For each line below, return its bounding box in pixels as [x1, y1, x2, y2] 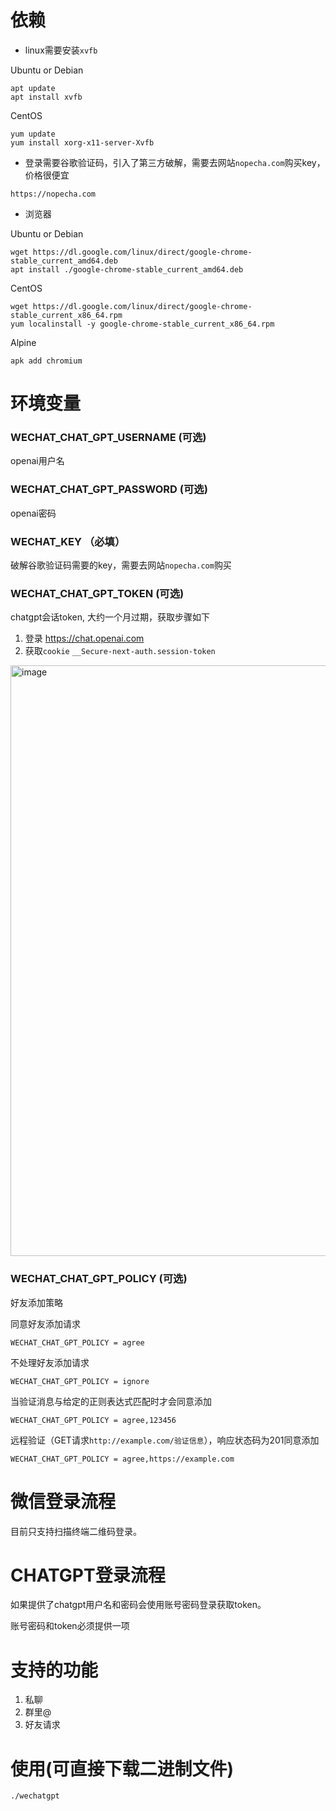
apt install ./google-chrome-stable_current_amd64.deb [10, 264, 244, 275]
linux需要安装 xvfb [24, 44, 98, 56]
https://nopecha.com [10, 189, 97, 199]
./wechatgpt [10, 1791, 60, 1801]
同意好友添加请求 [10, 1317, 81, 1330]
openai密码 [10, 507, 57, 519]
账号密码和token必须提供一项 [10, 1620, 130, 1632]
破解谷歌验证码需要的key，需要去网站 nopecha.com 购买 [10, 559, 232, 571]
